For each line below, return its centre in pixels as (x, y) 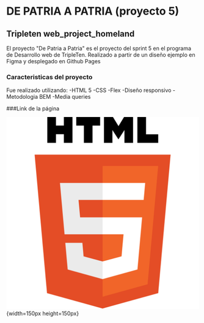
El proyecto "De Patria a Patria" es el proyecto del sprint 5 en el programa (99, 48)
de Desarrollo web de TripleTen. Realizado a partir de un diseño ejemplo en (101, 55)
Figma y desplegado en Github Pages (53, 61)
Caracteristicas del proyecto (49, 77)
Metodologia (22, 97)
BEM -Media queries (65, 97)
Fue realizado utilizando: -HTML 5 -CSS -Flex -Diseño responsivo (89, 90)
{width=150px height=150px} (43, 314)
